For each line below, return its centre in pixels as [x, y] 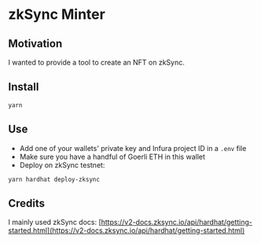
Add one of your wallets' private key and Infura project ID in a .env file [133, 148]
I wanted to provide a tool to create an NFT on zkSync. [96, 62]
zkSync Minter [57, 15]
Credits [27, 203]
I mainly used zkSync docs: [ [55, 223]
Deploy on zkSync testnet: [62, 165]
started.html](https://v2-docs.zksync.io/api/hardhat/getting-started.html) [127, 230]
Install [24, 87]
